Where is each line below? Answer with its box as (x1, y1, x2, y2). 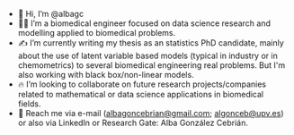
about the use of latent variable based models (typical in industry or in (17, 50, 279, 61)
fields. (17, 98, 41, 109)
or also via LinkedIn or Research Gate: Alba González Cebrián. (17, 117, 249, 128)
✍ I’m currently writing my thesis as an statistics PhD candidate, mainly (17, 38, 285, 48)
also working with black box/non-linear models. (17, 70, 195, 80)
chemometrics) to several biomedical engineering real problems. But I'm (17, 60, 286, 71)
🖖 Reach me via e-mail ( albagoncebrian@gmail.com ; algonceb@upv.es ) (17, 108, 284, 118)
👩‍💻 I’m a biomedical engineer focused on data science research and (17, 18, 272, 29)
